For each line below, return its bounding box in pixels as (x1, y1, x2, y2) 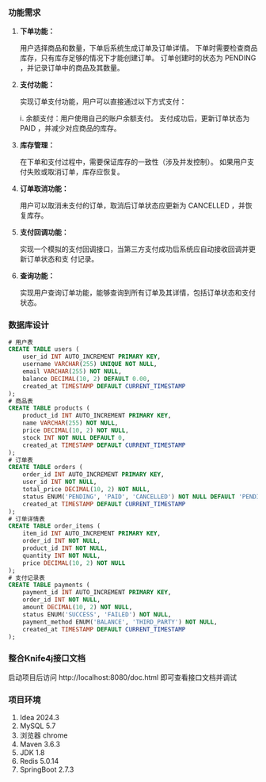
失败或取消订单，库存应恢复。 (26, 167, 124, 177)
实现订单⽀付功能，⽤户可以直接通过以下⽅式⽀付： (19, 97, 187, 106)
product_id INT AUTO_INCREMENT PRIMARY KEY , (22, 412, 172, 420)
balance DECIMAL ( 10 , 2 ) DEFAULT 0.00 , (22, 375, 150, 383)
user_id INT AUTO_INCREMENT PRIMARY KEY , (22, 353, 161, 361)
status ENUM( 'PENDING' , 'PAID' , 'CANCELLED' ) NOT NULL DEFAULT (22, 493, 236, 501)
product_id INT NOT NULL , (22, 544, 108, 552)
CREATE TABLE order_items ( (8, 522, 101, 530)
